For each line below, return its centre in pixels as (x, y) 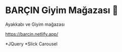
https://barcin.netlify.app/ (32, 34)
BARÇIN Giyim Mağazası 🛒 (62, 10)
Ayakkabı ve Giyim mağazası (35, 24)
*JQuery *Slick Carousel (31, 44)
